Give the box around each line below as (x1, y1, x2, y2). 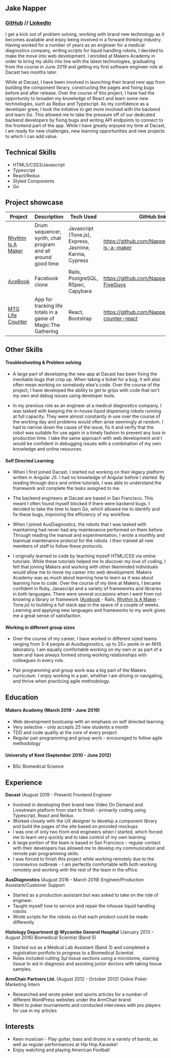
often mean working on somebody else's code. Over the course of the (12, 382, 160, 388)
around (34, 254, 52, 261)
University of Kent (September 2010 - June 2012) (5, 752, 111, 758)
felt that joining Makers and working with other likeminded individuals (12, 564, 159, 570)
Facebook (34, 275, 59, 282)
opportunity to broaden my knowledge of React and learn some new (5, 95, 149, 101)
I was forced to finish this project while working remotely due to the (12, 856, 154, 862)
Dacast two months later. (5, 69, 58, 75)
